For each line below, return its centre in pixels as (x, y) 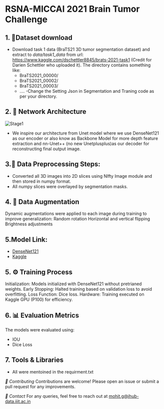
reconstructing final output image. (46, 149)
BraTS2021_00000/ (39, 75)
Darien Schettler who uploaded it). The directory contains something (81, 65)
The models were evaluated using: (40, 329)
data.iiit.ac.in (18, 401)
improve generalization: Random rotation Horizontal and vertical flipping (78, 219)
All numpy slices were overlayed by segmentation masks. (70, 186)
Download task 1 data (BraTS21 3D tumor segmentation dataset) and (81, 49)
